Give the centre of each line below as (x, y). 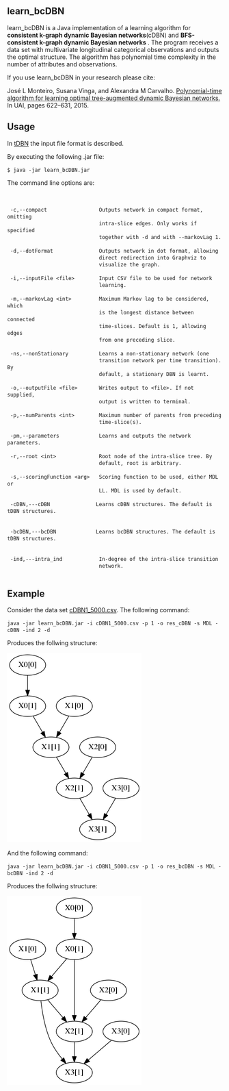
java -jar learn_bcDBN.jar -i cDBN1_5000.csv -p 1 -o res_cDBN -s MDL (110, 624)
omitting (19, 216)
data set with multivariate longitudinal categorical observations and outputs (113, 49)
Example (26, 594)
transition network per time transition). (160, 360)
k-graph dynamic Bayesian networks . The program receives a (129, 42)
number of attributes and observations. (62, 64)
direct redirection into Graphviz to (152, 258)
